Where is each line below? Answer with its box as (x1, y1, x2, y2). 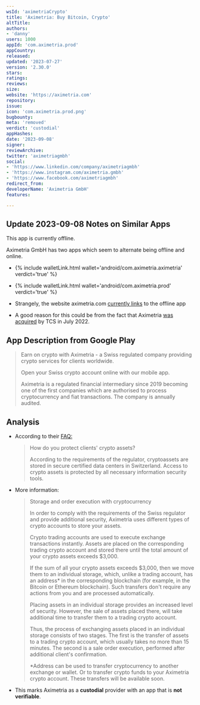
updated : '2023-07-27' (6, 58, 63, 64)
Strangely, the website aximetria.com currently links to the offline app (14, 300, 186, 307)
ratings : (6, 75, 28, 81)
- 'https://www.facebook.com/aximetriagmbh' (6, 175, 119, 181)
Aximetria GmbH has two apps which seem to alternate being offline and (6, 246, 185, 253)
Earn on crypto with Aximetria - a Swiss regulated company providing (20, 351, 192, 358)
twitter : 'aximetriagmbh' (6, 153, 70, 159)
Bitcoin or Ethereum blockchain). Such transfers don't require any (29, 583, 191, 590)
